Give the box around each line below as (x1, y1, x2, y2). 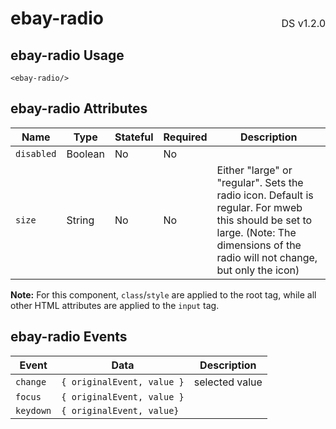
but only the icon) (216, 263, 300, 277)
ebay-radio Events (10, 328, 128, 346)
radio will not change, (216, 250, 318, 264)
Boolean (66, 147, 105, 161)
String (66, 213, 95, 227)
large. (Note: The (216, 225, 297, 239)
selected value (193, 375, 263, 389)
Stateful (114, 130, 154, 144)
